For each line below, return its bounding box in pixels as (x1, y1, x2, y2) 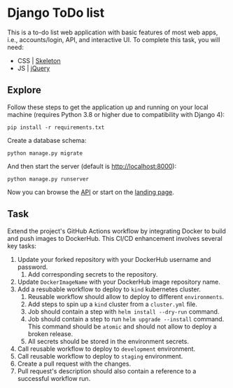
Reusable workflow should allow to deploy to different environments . (27, 292, 225, 300)
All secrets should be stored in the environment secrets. (27, 337, 189, 345)
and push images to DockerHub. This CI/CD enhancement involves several (7, 234, 223, 242)
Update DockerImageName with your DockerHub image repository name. (17, 277, 220, 286)
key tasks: (7, 242, 37, 250)
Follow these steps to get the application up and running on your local (7, 103, 209, 111)
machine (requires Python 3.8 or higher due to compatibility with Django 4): (7, 110, 225, 118)
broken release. (27, 329, 73, 338)
